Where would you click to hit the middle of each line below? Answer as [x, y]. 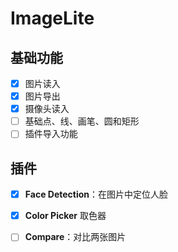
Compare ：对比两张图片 [75, 237]
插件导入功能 [51, 134]
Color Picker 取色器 [65, 216]
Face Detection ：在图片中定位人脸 [96, 194]
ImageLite [52, 18]
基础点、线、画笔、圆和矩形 [82, 121]
